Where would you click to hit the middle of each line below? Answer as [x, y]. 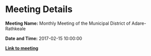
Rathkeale [16, 28]
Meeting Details [39, 9]
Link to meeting [22, 48]
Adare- [139, 23]
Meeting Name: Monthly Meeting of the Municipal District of [68, 23]
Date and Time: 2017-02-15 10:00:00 [44, 38]
